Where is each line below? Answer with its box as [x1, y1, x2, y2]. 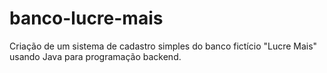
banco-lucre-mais [9, 7, 164, 30]
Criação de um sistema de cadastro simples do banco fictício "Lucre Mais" [9, 40, 318, 52]
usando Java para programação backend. [9, 50, 182, 62]
